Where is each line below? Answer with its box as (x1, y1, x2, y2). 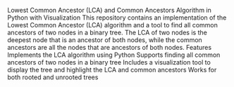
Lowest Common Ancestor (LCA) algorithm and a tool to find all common (7, 21, 218, 29)
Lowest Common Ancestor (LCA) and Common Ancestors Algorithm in (7, 6, 211, 14)
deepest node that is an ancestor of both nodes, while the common (7, 36, 202, 44)
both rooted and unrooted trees (7, 73, 99, 81)
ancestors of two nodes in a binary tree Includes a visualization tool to (7, 58, 211, 66)
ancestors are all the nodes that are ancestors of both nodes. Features (7, 43, 212, 51)
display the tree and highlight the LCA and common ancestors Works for (7, 66, 217, 74)
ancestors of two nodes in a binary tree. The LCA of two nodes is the (7, 28, 208, 36)
